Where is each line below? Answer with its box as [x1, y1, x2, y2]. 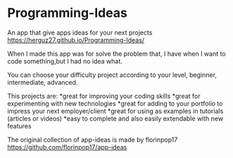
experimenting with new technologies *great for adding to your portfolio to [7, 99, 223, 107]
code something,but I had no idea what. [7, 56, 123, 65]
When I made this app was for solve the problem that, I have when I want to [7, 49, 227, 58]
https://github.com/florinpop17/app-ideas [7, 142, 127, 151]
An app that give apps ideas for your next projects [7, 28, 153, 37]
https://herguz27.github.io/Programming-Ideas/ [7, 35, 145, 44]
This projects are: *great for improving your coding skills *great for [7, 92, 201, 100]
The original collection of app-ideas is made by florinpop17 [7, 135, 178, 144]
